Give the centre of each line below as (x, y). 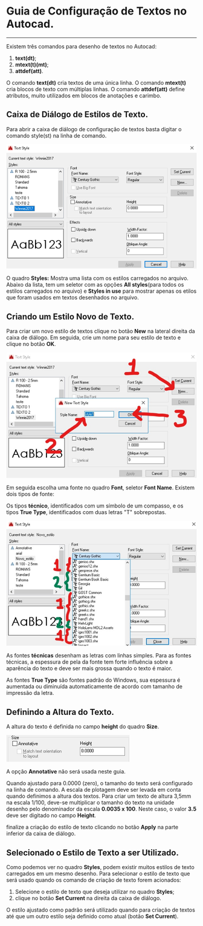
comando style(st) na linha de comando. (56, 135)
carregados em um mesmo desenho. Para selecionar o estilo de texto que (98, 873)
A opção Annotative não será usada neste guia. (66, 772)
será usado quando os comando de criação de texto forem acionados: (94, 880)
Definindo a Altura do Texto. (60, 712)
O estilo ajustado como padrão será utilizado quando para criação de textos (101, 910)
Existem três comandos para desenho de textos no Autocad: (82, 46)
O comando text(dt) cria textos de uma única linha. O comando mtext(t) (96, 82)
